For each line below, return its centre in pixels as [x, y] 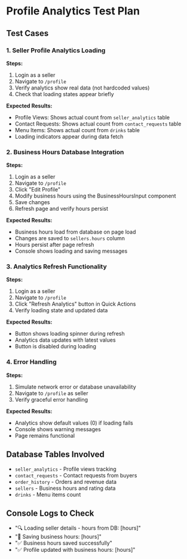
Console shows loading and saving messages [71, 251]
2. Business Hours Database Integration [65, 152]
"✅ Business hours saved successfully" [63, 543]
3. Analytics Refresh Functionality [57, 267]
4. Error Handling [31, 362]
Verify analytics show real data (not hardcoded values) [82, 88]
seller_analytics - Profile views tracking [65, 469]
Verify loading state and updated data [61, 310]
